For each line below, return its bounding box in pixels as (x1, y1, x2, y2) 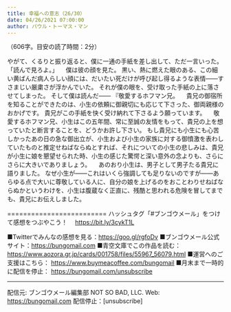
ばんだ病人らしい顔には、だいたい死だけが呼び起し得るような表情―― (19, 74, 218, 83)
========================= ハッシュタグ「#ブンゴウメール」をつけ (7, 209, 221, 218)
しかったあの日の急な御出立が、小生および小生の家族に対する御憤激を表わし (7, 135, 224, 143)
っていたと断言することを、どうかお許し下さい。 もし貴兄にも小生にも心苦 (7, 126, 220, 134)
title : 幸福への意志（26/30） (7, 10, 86, 17)
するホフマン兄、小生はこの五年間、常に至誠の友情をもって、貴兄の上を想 (12, 118, 223, 126)
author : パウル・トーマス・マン (7, 23, 89, 30)
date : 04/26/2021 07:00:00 (7, 17, 85, 23)
